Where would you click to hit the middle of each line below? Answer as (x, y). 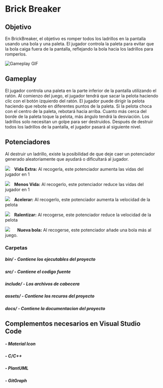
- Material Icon (20, 344)
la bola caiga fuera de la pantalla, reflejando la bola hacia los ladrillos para (79, 49)
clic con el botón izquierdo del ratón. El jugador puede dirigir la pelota (75, 101)
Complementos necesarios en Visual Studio (73, 324)
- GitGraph (16, 380)
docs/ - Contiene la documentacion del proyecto (55, 308)
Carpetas (16, 248)
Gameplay (21, 79)
